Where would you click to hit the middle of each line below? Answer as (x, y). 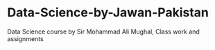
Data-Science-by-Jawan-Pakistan (108, 13)
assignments (25, 38)
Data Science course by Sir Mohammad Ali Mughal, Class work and (103, 32)
